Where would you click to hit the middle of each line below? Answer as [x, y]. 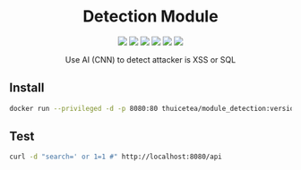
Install [27, 88]
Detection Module [150, 17]
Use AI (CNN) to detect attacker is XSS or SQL [150, 59]
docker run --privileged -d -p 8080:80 [84, 108]
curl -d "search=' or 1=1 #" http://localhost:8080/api [116, 157]
